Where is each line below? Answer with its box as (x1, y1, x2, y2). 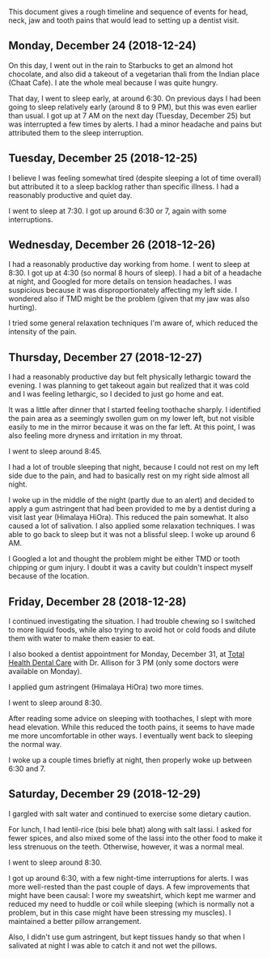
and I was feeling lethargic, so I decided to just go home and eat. (8, 389, 224, 399)
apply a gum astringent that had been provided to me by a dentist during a (8, 504, 256, 513)
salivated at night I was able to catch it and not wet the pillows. (8, 940, 218, 950)
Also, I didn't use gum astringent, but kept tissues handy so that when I (8, 932, 245, 942)
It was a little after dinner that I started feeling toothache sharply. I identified (8, 405, 261, 415)
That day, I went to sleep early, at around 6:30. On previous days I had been (8, 93, 261, 103)
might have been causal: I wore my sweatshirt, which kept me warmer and (8, 890, 256, 900)
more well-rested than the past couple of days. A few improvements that (8, 882, 250, 891)
